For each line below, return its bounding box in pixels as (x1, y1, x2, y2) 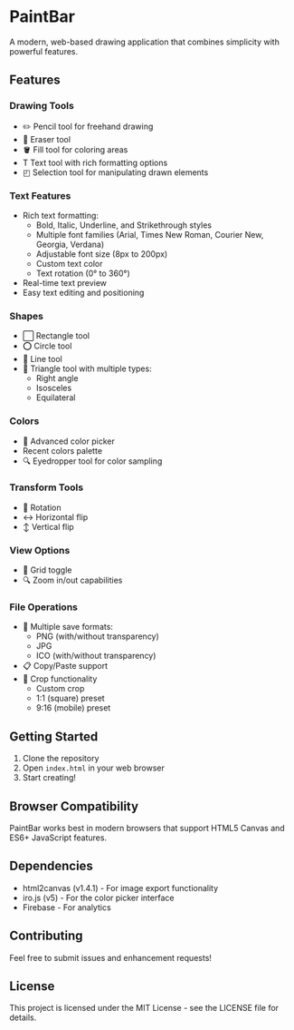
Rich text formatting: (22, 210, 100, 221)
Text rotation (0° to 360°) (35, 268, 131, 279)
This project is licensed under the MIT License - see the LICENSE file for (9, 1003, 279, 1014)
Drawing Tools (9, 100, 74, 113)
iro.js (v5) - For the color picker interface (22, 892, 175, 903)
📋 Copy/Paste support (22, 661, 109, 672)
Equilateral (35, 392, 76, 403)
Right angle (35, 373, 79, 384)
